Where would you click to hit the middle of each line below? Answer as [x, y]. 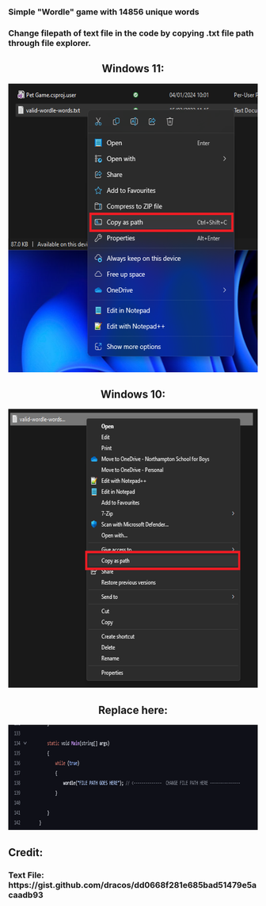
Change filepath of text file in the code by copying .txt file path [131, 33]
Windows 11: [133, 69]
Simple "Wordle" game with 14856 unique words [104, 12]
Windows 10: [133, 395]
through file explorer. [50, 43]
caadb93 [26, 895]
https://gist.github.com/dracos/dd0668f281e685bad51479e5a [133, 885]
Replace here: [133, 710]
